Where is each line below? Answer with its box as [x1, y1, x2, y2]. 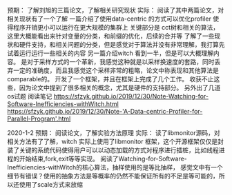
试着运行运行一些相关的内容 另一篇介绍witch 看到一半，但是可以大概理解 [7, 49, 214, 57]
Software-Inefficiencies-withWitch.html [7, 100, 119, 108]
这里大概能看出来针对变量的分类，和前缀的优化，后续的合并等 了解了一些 [7, 32, 215, 40]
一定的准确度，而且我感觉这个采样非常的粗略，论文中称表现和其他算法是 [12, 66, 219, 74]
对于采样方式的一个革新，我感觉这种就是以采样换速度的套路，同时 [26, 58, 215, 65]
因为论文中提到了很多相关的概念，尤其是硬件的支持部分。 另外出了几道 [19, 83, 221, 92]
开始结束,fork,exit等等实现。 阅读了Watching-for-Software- [19, 154, 188, 163]
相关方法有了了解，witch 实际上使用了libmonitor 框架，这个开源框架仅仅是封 [7, 137, 224, 145]
